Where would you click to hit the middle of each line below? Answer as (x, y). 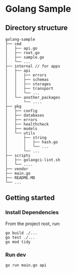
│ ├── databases (25, 115)
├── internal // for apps (33, 66)
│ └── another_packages (33, 97)
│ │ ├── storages (28, 84)
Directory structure (36, 28)
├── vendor (17, 169)
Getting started (30, 198)
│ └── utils (20, 133)
